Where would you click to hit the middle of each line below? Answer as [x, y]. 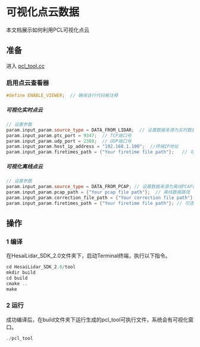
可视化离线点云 [24, 166]
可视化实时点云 [24, 110]
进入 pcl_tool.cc [25, 65]
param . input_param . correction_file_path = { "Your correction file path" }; [101, 198]
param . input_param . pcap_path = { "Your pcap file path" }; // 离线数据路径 [98, 192]
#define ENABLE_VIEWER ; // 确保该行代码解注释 [62, 96]
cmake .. [17, 283]
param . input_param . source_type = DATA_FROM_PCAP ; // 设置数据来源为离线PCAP [99, 186]
